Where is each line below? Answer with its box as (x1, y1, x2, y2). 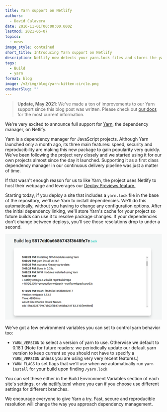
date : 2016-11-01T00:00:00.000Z (5, 24, 72, 29)
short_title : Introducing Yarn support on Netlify (5, 50, 112, 55)
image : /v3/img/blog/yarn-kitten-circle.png (5, 82, 99, 86)
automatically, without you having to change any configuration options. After (5, 203, 162, 209)
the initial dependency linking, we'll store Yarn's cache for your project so (5, 208, 156, 214)
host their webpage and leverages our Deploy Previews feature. (5, 182, 136, 188)
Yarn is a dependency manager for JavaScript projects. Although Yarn (5, 136, 149, 142)
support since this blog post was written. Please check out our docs (17, 106, 157, 112)
